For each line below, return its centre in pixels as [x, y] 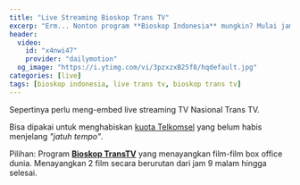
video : [29, 42]
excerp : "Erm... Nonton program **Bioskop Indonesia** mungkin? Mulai [143, 26]
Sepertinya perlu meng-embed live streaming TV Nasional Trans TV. [135, 109]
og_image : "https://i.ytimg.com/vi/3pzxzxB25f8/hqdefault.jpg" [137, 68]
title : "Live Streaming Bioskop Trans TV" [89, 17]
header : [24, 34]
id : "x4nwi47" [51, 51]
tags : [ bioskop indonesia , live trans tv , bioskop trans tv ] [125, 84]
